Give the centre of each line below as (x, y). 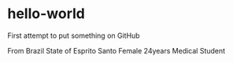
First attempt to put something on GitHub (74, 35)
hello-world (46, 14)
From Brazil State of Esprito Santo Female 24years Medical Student (116, 50)
